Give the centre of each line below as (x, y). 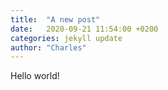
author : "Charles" (48, 47)
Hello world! (35, 76)
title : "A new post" (55, 19)
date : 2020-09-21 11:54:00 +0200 (84, 29)
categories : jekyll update (66, 38)
